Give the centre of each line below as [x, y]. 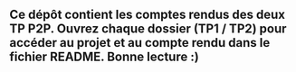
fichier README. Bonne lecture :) [104, 57]
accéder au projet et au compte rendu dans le [140, 43]
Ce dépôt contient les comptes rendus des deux [147, 15]
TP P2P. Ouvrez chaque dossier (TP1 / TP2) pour [148, 29]
